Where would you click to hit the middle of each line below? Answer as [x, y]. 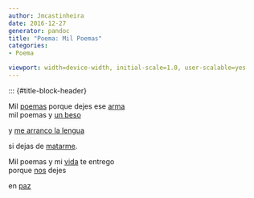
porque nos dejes [37, 170]
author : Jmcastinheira [46, 16]
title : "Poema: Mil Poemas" [55, 38]
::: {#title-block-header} [47, 90]
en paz [20, 185]
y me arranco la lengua [46, 130]
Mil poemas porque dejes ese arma [67, 106]
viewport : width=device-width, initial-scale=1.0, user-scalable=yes [127, 68]
